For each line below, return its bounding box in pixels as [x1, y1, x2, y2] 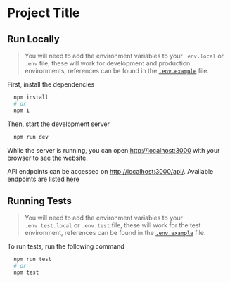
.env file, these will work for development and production [24, 59, 191, 68]
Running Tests [7, 195, 72, 207]
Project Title [7, 5, 80, 21]
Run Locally [7, 33, 60, 45]
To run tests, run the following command [7, 242, 124, 251]
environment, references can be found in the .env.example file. [24, 229, 206, 237]
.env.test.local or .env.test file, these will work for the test [24, 221, 201, 229]
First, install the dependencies [7, 80, 95, 89]
